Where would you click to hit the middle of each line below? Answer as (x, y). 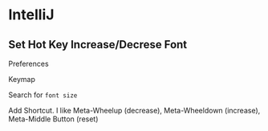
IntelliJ (31, 15)
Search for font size (43, 95)
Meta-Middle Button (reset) (53, 119)
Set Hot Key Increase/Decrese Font (98, 45)
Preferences (29, 63)
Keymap (22, 79)
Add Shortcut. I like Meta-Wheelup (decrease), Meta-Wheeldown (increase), (134, 111)
